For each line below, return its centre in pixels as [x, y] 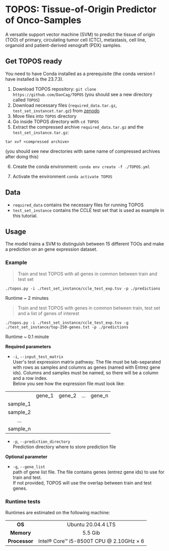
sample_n [19, 428]
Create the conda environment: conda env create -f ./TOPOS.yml [81, 166]
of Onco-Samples [43, 20]
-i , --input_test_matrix [38, 356]
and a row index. [30, 378]
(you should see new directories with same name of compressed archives [83, 151]
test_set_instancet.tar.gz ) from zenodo [56, 110]
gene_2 [67, 395]
